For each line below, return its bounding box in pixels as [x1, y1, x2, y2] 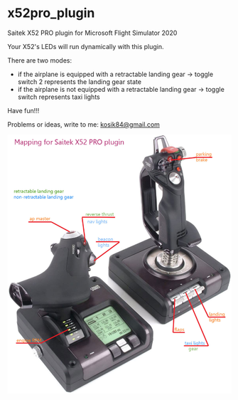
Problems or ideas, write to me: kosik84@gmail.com [7, 120, 160, 129]
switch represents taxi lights [17, 93, 101, 101]
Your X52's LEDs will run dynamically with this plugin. [7, 42, 165, 51]
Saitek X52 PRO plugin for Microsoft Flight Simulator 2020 [7, 28, 178, 37]
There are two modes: [7, 56, 72, 65]
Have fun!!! [7, 106, 40, 115]
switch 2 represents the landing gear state [17, 77, 142, 86]
